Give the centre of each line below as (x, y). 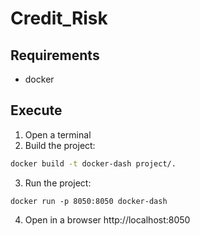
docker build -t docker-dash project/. (93, 163)
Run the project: (58, 183)
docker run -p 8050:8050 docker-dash (89, 201)
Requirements (55, 55)
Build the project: (60, 145)
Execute (36, 110)
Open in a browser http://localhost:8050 (107, 219)
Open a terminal (58, 134)
